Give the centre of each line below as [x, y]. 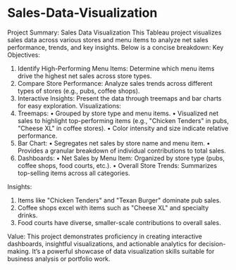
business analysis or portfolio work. [59, 259]
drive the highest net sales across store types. [85, 76]
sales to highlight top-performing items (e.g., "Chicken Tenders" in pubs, [123, 120]
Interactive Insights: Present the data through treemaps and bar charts [119, 98]
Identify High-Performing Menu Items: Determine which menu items [116, 68]
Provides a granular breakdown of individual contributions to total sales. [122, 150]
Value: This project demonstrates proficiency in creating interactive [105, 236]
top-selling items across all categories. [74, 173]
